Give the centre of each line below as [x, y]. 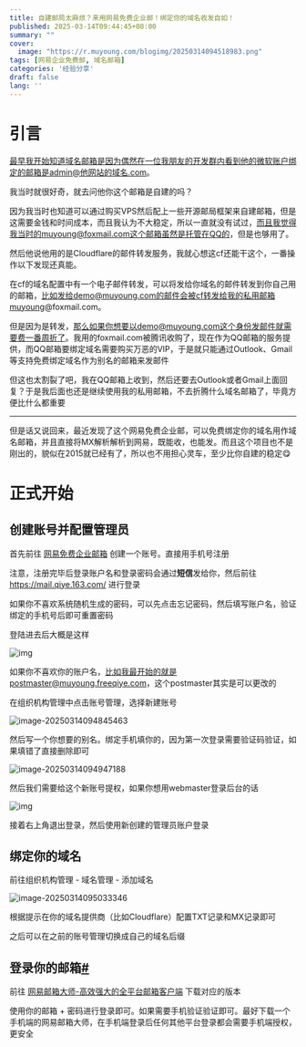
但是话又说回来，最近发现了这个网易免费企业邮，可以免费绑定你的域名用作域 [153, 430]
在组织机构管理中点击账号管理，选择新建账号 [93, 702]
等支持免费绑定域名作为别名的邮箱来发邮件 [89, 360]
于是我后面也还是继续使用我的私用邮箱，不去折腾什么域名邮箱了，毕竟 [157, 391]
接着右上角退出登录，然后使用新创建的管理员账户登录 [109, 824]
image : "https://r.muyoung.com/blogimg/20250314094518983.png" [140, 52]
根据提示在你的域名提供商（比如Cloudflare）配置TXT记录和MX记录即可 [143, 917]
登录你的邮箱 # [49, 968]
